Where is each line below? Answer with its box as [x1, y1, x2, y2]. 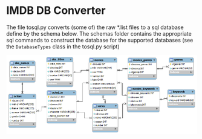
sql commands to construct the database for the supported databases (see [6, 36, 194, 44]
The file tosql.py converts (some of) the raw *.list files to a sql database [6, 24, 184, 31]
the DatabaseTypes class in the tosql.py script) [6, 43, 120, 50]
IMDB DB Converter [6, 4, 106, 18]
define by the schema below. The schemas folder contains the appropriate [6, 30, 192, 37]
